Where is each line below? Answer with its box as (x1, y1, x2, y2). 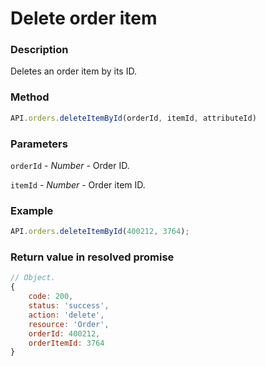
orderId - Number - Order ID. (10, 159, 130, 171)
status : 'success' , (28, 301, 110, 311)
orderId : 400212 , (28, 328, 101, 339)
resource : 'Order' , (28, 319, 110, 329)
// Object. (10, 273, 56, 283)
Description (10, 43, 69, 57)
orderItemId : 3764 (28, 338, 105, 348)
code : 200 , (28, 292, 74, 302)
